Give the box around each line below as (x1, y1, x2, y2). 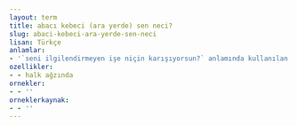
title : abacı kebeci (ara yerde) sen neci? (9, 21, 173, 30)
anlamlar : (9, 46, 46, 55)
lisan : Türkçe (9, 37, 62, 47)
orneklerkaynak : (9, 95, 69, 105)
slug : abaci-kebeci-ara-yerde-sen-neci (9, 29, 157, 38)
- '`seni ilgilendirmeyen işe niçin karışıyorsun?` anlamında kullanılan (9, 54, 289, 63)
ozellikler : (9, 63, 53, 72)
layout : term (9, 12, 58, 22)
